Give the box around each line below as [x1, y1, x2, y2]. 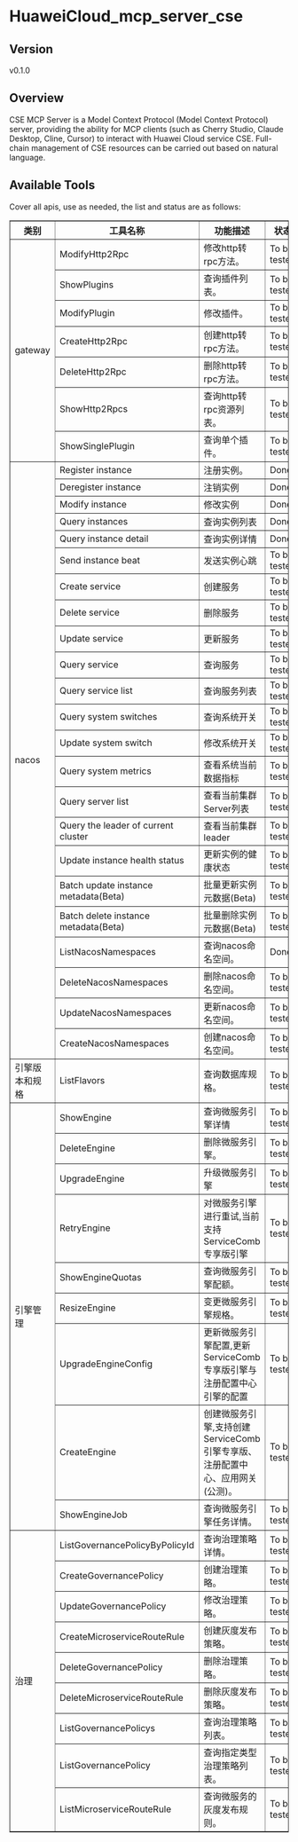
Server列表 [203, 802, 250, 815]
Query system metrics [59, 765, 153, 777]
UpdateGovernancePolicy [59, 1600, 167, 1612]
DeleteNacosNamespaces [59, 976, 169, 988]
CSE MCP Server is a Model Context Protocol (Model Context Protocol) [9, 114, 269, 125]
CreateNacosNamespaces [59, 1036, 169, 1049]
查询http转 [203, 390, 247, 402]
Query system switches [59, 710, 158, 722]
